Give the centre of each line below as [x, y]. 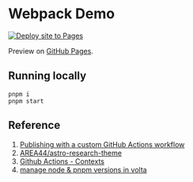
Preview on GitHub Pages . [51, 51]
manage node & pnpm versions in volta [83, 169]
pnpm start [26, 101]
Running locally [47, 76]
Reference [34, 125]
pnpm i [19, 94]
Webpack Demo [62, 14]
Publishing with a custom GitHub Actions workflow [102, 144]
